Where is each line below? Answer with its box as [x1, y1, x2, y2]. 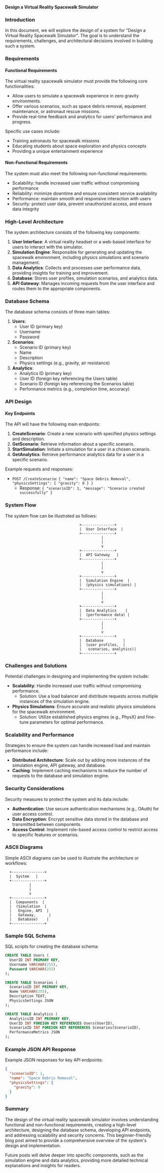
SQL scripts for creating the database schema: [5, 943, 99, 949]
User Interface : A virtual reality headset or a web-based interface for [12, 238, 151, 244]
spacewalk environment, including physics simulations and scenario [12, 254, 149, 260]
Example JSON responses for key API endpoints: [5, 1057, 103, 1063]
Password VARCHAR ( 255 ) [9, 966, 56, 971]
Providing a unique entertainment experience [12, 148, 103, 154]
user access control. [12, 811, 54, 817]
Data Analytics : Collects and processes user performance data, [12, 264, 142, 271]
